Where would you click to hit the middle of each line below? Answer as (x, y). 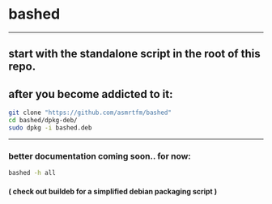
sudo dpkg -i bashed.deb (50, 127)
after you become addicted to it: (91, 94)
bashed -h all (32, 173)
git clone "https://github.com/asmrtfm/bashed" (90, 113)
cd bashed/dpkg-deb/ (43, 121)
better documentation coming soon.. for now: (100, 156)
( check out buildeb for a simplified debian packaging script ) (113, 191)
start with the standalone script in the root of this (134, 54)
